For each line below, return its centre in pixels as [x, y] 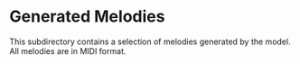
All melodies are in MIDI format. [68, 50]
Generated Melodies [87, 17]
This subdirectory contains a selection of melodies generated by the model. [150, 41]
